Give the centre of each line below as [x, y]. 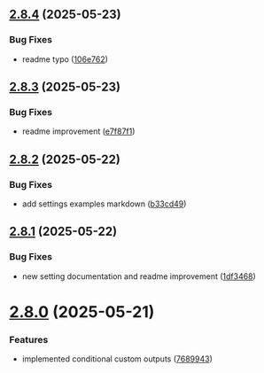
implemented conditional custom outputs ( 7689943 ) [117, 359]
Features [29, 339]
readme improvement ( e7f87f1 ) [78, 131]
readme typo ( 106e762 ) [65, 59]
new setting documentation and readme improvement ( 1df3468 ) [139, 276]
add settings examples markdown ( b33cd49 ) [104, 204]
